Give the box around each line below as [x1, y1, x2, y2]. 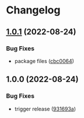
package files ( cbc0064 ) [14, 57, 75, 64]
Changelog [6, 4, 61, 17]
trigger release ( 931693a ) [14, 105, 76, 112]
